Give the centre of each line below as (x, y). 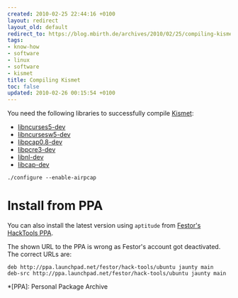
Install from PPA (55, 206)
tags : (15, 40)
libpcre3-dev (36, 150)
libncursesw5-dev (44, 135)
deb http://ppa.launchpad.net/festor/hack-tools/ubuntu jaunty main (110, 267)
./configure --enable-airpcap (52, 178)
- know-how (23, 47)
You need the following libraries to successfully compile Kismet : (101, 114)
